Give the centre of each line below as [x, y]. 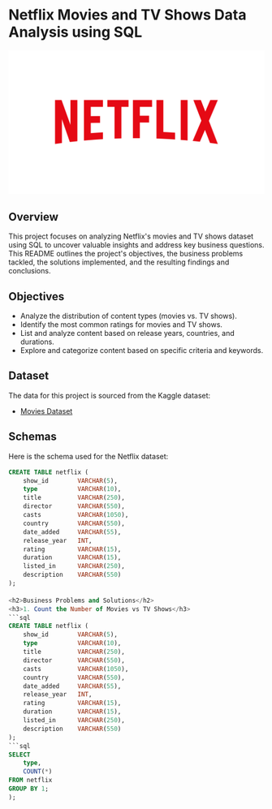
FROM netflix [30, 781]
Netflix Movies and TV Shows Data [127, 15]
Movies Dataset [46, 411]
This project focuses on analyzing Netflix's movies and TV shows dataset [131, 236]
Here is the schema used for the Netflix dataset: [89, 456]
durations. [37, 342]
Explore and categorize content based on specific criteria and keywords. [142, 351]
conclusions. [30, 271]
